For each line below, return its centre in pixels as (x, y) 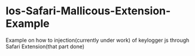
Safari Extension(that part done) (45, 46)
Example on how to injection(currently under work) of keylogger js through (97, 40)
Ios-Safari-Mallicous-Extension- (88, 11)
